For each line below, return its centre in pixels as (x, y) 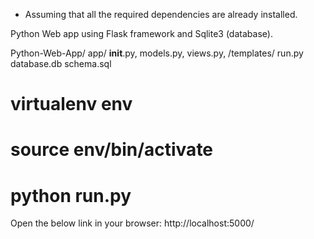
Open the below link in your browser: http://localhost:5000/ (132, 223)
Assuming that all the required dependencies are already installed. (161, 14)
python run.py (71, 195)
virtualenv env (71, 104)
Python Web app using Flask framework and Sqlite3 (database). (141, 33)
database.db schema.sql (61, 63)
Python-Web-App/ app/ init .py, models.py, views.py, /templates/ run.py (157, 53)
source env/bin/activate (112, 150)
